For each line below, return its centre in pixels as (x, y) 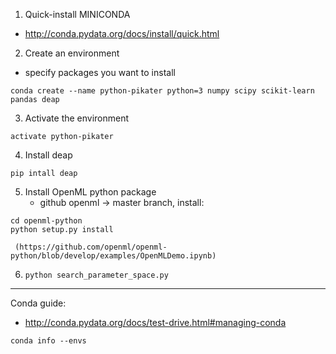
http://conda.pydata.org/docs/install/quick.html (122, 33)
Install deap (48, 155)
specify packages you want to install (100, 72)
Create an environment (72, 53)
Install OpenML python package (90, 192)
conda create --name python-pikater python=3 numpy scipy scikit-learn (162, 91)
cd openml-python (46, 221)
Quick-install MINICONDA (77, 14)
